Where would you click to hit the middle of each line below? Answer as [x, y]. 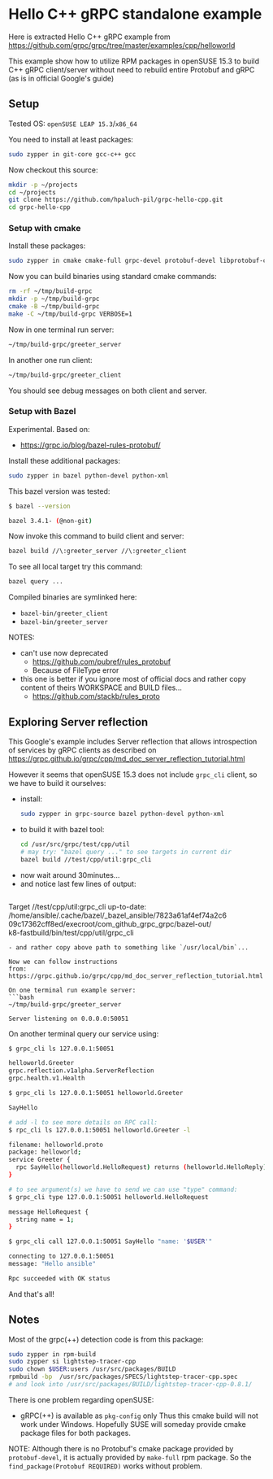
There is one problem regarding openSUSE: [81, 1399]
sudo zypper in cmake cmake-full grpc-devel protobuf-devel [113, 261]
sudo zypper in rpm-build [52, 1354]
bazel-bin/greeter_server [64, 622]
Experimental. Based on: [49, 429]
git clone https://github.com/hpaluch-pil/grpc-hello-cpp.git [116, 200]
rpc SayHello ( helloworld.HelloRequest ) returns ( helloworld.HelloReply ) [141, 1167]
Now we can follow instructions [63, 962]
